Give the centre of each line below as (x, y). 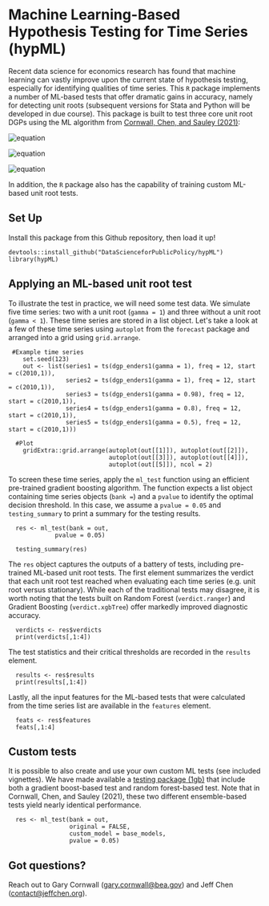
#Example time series (48, 352)
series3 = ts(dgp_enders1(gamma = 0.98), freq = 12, (155, 394)
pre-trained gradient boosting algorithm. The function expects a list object (130, 488)
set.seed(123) (46, 359)
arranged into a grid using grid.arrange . (74, 337)
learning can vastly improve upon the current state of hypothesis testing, (128, 79)
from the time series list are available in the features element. (110, 705)
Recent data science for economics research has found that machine (122, 71)
